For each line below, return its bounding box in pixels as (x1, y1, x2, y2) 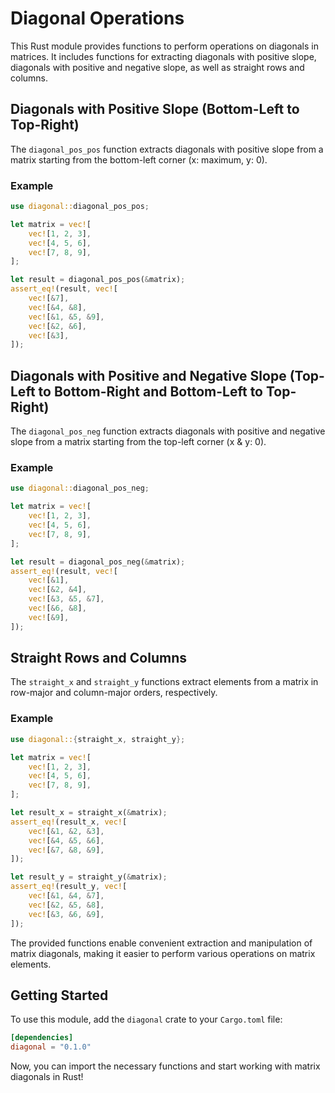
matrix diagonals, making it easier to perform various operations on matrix (10, 947, 316, 959)
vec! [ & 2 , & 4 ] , (28, 585, 87, 595)
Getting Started (10, 987, 109, 1004)
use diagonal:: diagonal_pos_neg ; (10, 483, 150, 494)
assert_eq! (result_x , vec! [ (10, 817, 128, 827)
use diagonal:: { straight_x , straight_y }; (10, 734, 186, 744)
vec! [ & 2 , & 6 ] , (28, 321, 87, 331)
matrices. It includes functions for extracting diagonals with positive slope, (10, 50, 317, 62)
